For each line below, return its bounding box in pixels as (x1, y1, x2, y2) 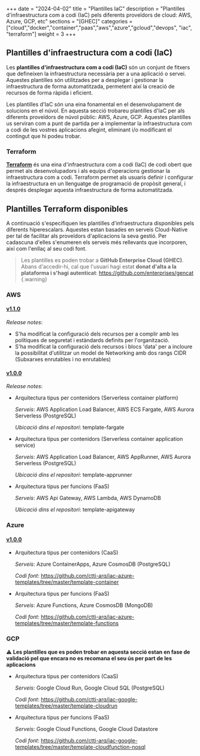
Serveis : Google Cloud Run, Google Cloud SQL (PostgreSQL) (14, 684, 165, 691)
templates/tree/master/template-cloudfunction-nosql (14, 743, 146, 750)
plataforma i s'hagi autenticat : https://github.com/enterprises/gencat (20, 269, 193, 276)
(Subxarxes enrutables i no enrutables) (14, 356, 111, 363)
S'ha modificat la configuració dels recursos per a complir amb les (14, 330, 179, 337)
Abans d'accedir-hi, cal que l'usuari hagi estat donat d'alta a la (20, 263, 177, 270)
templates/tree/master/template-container (14, 578, 119, 586)
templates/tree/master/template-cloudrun (14, 702, 118, 709)
